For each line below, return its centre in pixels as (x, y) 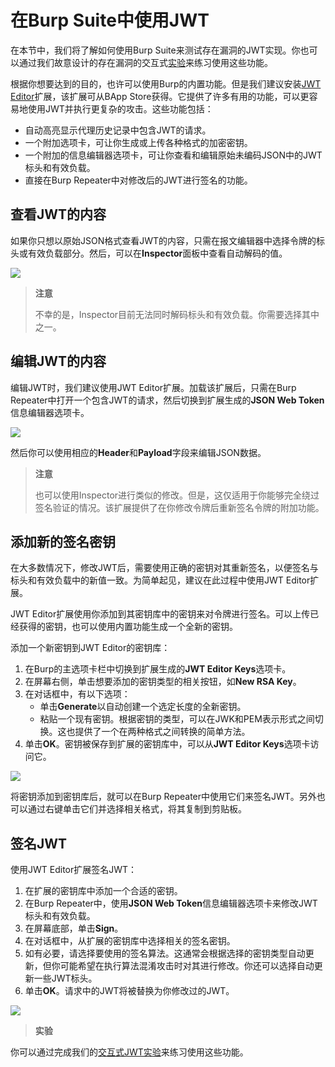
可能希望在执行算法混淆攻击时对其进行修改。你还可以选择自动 (187, 966)
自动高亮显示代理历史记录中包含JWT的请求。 (118, 130)
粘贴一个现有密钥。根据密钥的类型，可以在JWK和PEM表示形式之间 (177, 719)
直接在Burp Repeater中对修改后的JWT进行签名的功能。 (138, 180)
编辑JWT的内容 (58, 361)
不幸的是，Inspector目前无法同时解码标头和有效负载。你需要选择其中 (177, 314)
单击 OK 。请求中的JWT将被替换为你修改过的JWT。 (129, 991)
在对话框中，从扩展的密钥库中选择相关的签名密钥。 (130, 941)
